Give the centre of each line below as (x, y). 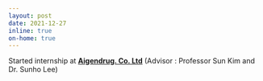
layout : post (30, 16)
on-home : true (32, 38)
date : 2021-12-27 (38, 23)
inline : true (30, 30)
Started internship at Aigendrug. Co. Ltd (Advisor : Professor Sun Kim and (132, 61)
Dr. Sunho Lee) (33, 70)
